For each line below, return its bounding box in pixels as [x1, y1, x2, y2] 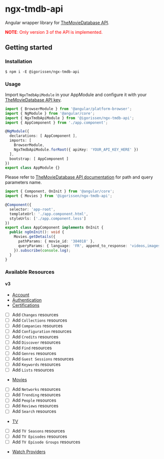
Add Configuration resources [12, 328, 72, 334]
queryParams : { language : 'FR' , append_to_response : [18, 243, 128, 248]
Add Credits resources [12, 333, 59, 339]
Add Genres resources [12, 350, 57, 356]
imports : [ [9, 138, 32, 143]
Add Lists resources [12, 367, 55, 373]
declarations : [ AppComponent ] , [9, 133, 78, 138]
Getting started [5, 43, 53, 52]
